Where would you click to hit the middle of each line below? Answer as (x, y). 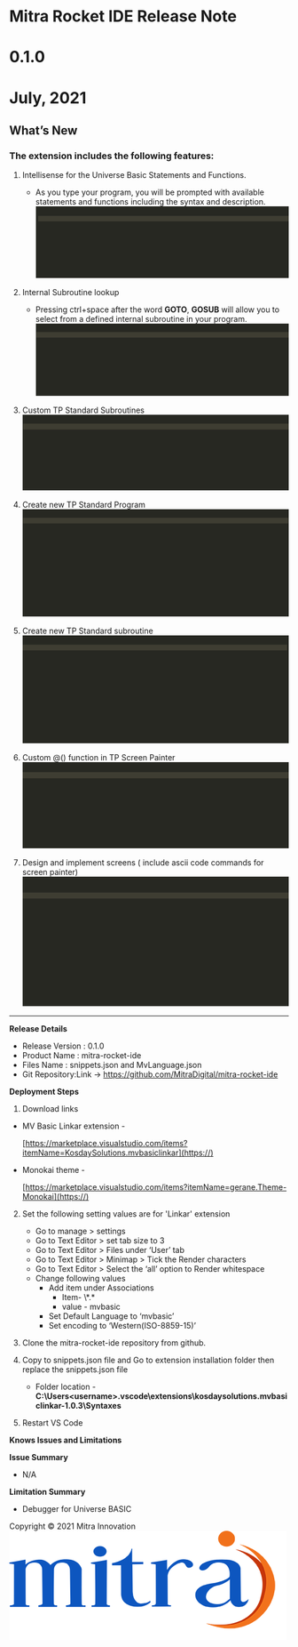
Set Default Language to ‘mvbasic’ (111, 1316)
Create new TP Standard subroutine (87, 631)
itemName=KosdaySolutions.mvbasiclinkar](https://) (118, 1153)
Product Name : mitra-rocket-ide (82, 1056)
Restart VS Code (52, 1423)
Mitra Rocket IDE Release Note (123, 16)
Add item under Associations (101, 1288)
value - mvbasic (91, 1307)
